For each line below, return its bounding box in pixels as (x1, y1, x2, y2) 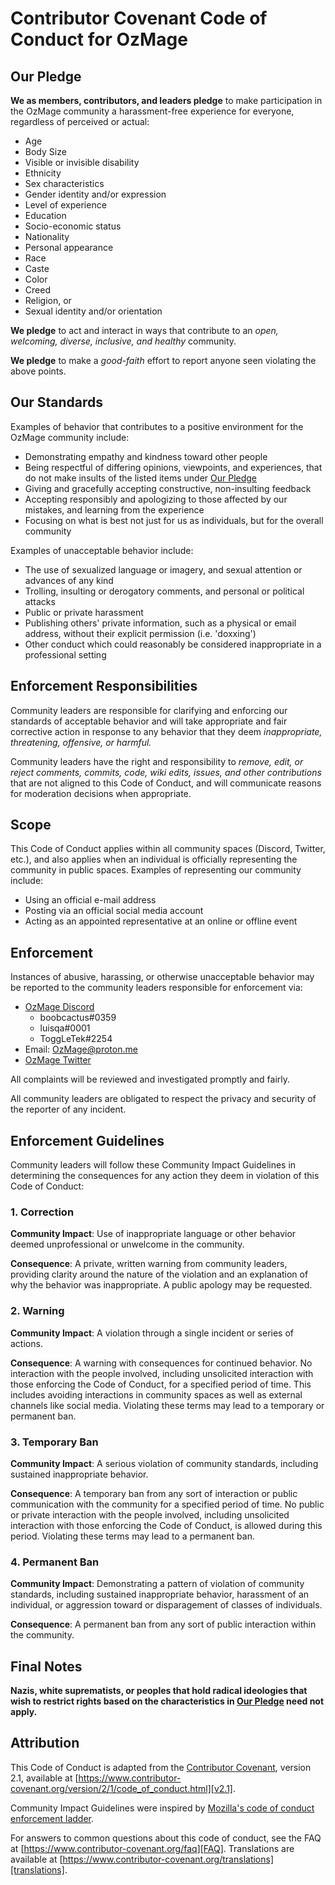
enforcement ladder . (10, 1812, 95, 1824)
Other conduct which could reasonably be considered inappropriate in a (24, 638, 322, 650)
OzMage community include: (10, 431, 130, 443)
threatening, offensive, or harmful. (10, 736, 152, 748)
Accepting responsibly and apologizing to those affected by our (24, 493, 288, 505)
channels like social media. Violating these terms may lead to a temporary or (10, 1399, 325, 1411)
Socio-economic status (24, 220, 122, 232)
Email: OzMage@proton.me (24, 1043, 138, 1056)
